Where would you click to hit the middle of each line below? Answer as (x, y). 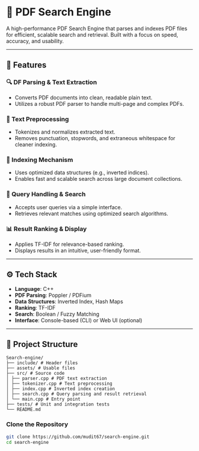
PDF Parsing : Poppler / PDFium (53, 295)
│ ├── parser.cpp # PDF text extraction (57, 379)
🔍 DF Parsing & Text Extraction (52, 82)
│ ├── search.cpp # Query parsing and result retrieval (76, 394)
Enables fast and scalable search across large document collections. (98, 179)
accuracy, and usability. (35, 41)
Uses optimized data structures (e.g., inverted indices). (82, 173)
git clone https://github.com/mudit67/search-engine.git (78, 437)
